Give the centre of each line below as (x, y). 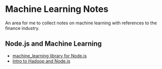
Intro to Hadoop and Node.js (41, 61)
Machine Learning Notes (57, 9)
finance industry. (22, 28)
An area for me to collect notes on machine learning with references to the (81, 23)
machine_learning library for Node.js (50, 56)
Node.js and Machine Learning (54, 44)
